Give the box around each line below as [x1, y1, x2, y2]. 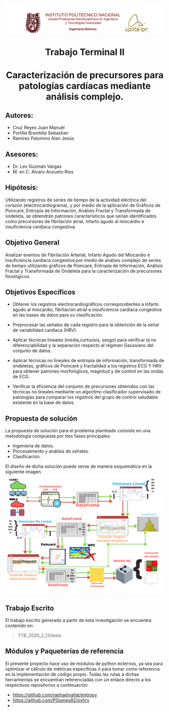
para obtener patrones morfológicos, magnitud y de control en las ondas [12, 368, 164, 374]
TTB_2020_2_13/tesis [17, 633, 62, 639]
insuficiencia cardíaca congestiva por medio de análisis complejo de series [5, 257, 161, 263]
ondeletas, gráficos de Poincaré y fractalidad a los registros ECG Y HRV [12, 363, 162, 369]
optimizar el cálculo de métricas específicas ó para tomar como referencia [5, 665, 160, 672]
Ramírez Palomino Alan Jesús [12, 136, 75, 142]
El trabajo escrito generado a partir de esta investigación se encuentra [5, 617, 152, 624]
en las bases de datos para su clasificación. [12, 312, 104, 318]
